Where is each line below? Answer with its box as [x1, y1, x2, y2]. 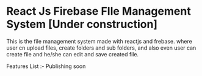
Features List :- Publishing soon [6, 63, 86, 70]
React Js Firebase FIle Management [6, 4, 191, 18]
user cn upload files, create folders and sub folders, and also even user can [6, 44, 197, 51]
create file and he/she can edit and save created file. [6, 50, 139, 58]
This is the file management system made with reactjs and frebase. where [6, 37, 192, 45]
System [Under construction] [6, 17, 157, 31]
